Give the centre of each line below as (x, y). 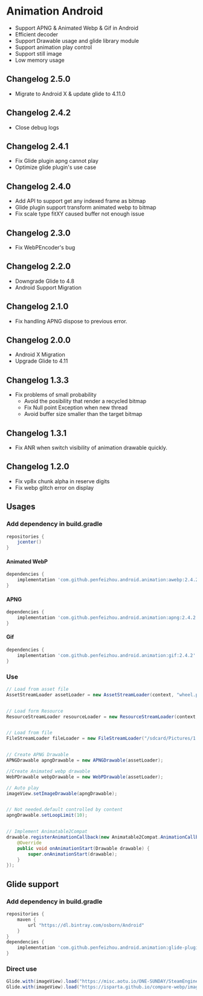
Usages (21, 507)
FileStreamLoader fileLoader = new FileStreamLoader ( (76, 739)
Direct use (22, 969)
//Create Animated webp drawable (48, 771)
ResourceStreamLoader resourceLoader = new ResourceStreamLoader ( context (101, 717)
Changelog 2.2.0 (39, 267)
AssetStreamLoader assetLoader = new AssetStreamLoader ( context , (90, 694)
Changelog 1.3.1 (37, 433)
